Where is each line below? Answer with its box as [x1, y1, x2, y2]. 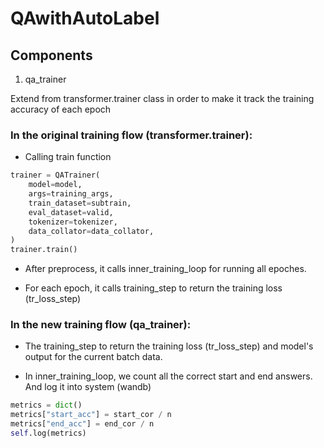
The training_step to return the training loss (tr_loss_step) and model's [24, 340, 314, 352]
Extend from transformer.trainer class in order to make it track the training [10, 93, 315, 104]
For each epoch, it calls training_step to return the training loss [24, 282, 283, 294]
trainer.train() [10, 245, 78, 255]
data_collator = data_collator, [28, 226, 155, 236]
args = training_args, [28, 189, 114, 199]
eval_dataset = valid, [28, 207, 114, 217]
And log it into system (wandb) [24, 381, 152, 393]
